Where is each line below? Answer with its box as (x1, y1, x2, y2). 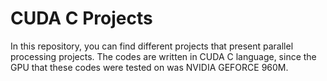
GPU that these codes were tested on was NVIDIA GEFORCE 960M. (10, 61, 289, 73)
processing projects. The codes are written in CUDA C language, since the (10, 50, 317, 62)
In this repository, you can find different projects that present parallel (10, 40, 294, 52)
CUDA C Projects (10, 7, 153, 30)
